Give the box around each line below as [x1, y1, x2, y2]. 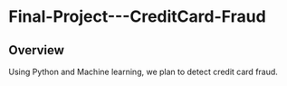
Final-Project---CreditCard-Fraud [8, 6, 266, 27]
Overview [8, 43, 65, 58]
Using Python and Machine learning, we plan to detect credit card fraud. [8, 66, 278, 77]
